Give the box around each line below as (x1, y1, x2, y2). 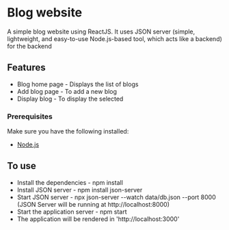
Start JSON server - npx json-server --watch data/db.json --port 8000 (16, 193, 217, 201)
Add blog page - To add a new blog (16, 87, 118, 95)
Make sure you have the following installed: (7, 127, 129, 136)
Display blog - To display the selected (16, 94, 124, 103)
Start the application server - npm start (16, 207, 128, 216)
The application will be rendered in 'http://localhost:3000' (16, 214, 180, 223)
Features (7, 62, 46, 73)
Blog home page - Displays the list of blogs (16, 80, 139, 88)
